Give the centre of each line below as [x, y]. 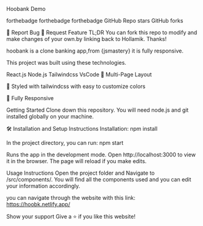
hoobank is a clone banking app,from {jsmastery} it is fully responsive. [95, 51]
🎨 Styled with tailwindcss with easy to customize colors [76, 86]
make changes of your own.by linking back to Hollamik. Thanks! [87, 39]
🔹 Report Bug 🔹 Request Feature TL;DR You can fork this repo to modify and [102, 32]
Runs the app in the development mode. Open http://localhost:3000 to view [101, 155]
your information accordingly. [43, 186]
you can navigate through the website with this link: [71, 198]
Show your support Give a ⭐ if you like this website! [71, 217]
